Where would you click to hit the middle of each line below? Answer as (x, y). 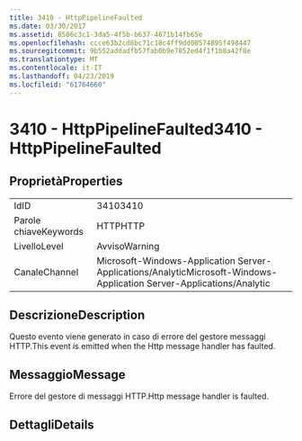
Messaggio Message (67, 374)
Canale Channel (46, 272)
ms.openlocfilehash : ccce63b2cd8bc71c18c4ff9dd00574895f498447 (130, 43)
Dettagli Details (52, 424)
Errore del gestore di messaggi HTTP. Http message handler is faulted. (139, 396)
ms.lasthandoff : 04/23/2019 (62, 76)
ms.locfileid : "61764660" (58, 85)
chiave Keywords (49, 231)
